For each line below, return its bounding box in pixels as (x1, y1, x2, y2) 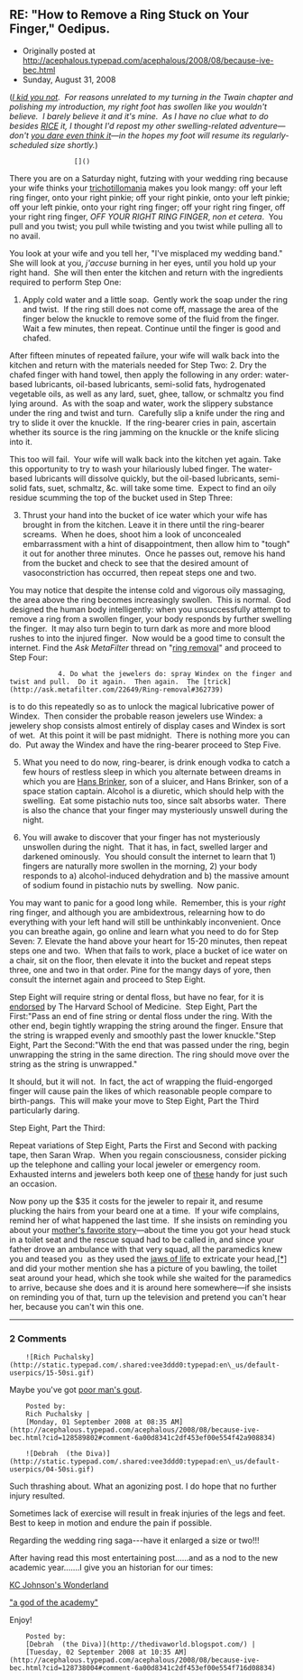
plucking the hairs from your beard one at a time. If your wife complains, (9, 1205, 280, 1216)
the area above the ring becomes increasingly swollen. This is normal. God (9, 594, 291, 605)
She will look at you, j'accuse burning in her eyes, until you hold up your (9, 257, 277, 268)
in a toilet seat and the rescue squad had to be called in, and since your (9, 1234, 275, 1245)
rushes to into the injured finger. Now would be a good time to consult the (9, 632, 286, 644)
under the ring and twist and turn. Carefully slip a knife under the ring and (9, 407, 286, 418)
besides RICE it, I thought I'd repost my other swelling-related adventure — (9, 120, 286, 131)
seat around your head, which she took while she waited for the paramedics (9, 1272, 291, 1283)
